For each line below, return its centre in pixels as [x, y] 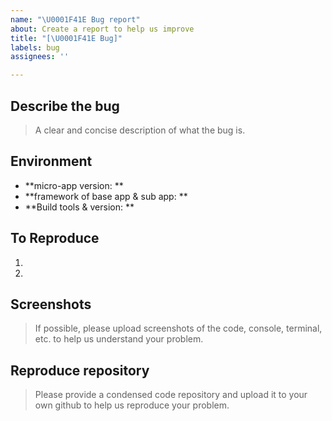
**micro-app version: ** [74, 185]
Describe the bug [65, 106]
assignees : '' [40, 57]
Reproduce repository [80, 370]
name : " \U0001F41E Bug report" [75, 19]
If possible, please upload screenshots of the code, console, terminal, [178, 328]
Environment [51, 161]
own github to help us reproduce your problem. [132, 405]
